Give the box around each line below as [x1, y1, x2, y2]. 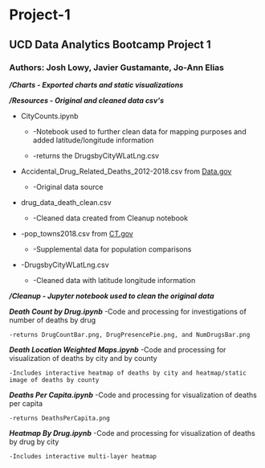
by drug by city [9, 437, 59, 446]
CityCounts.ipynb [20, 111, 79, 121]
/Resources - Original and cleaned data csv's [9, 95, 165, 105]
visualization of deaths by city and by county [9, 353, 157, 363]
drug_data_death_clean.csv [20, 197, 112, 207]
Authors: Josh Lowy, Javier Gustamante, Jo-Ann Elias [9, 62, 224, 73]
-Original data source [32, 182, 104, 191]
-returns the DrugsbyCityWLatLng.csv [32, 150, 160, 160]
